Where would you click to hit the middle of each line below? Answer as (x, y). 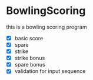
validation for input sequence (50, 71)
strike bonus (30, 58)
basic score (29, 38)
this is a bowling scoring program (46, 27)
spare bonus (30, 65)
